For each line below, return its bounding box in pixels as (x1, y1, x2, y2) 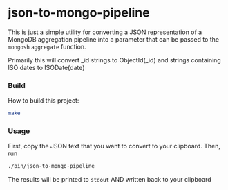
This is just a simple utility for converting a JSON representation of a (8, 28, 202, 36)
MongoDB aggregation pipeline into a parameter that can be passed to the (8, 35, 220, 43)
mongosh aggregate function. (8, 42, 86, 51)
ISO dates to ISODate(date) (8, 63, 85, 71)
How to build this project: (8, 96, 79, 105)
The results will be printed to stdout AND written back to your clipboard (8, 175, 211, 184)
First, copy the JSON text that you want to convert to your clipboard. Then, (8, 142, 220, 150)
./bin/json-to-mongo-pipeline (8, 163, 95, 170)
